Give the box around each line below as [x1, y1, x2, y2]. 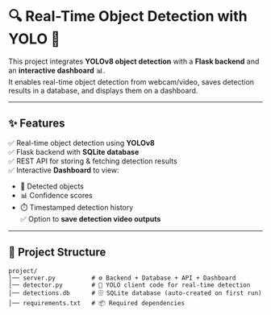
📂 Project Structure [8, 246, 106, 259]
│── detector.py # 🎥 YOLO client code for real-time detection [8, 280, 251, 289]
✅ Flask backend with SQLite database [8, 147, 140, 156]
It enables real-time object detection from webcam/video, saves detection [8, 77, 255, 86]
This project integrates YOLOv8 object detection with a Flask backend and [8, 56, 260, 66]
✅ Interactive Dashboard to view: [8, 165, 119, 175]
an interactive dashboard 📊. [8, 65, 106, 75]
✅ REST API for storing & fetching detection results [8, 155, 177, 166]
